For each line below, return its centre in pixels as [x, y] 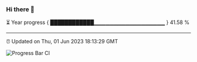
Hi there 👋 [21, 9]
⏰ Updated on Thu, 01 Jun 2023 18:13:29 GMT [62, 42]
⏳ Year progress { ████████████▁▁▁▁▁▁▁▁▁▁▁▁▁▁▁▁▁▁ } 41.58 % [98, 22]
